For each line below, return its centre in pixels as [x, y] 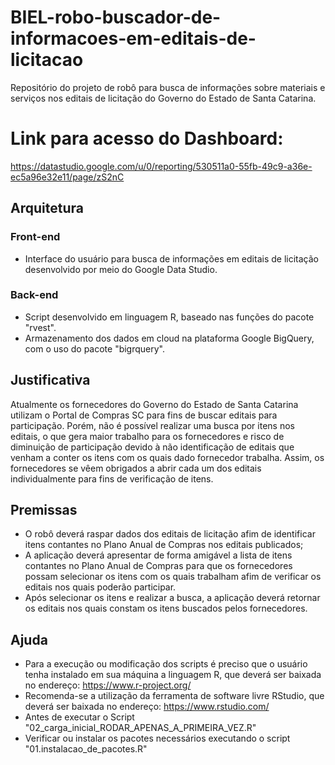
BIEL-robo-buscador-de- [116, 17]
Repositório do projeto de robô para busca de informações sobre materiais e [168, 87]
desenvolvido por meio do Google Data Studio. [121, 269]
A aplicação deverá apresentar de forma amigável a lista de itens [158, 555]
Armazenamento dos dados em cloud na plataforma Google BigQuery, [169, 338]
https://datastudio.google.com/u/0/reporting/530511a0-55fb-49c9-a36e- [161, 166]
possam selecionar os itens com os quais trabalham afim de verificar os [173, 577]
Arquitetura [47, 208]
